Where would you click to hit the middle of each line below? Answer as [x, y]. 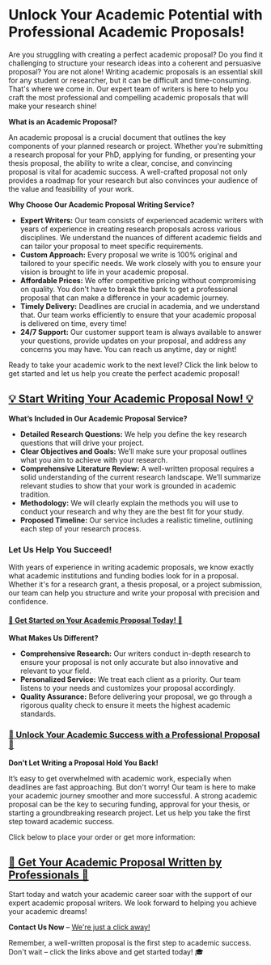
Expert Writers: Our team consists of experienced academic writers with [142, 220]
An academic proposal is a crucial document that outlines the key [117, 137]
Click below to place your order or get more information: [102, 837]
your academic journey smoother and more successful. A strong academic [133, 795]
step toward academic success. [61, 821]
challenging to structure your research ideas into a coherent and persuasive [135, 63]
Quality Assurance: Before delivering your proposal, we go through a [136, 696]
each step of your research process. [80, 528]
